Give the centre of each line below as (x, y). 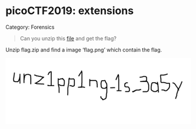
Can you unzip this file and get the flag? (68, 38)
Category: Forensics (30, 27)
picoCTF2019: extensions (69, 11)
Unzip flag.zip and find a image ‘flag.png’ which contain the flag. (84, 50)
